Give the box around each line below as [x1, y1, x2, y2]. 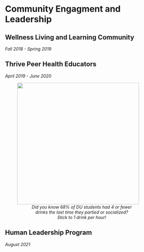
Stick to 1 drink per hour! [57, 214, 107, 220]
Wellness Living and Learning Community [5, 33, 135, 41]
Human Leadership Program [5, 229, 92, 237]
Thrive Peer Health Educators [5, 60, 96, 69]
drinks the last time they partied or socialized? [35, 209, 128, 215]
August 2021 [5, 241, 31, 247]
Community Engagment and [5, 3, 121, 15]
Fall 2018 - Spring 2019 [5, 46, 52, 52]
